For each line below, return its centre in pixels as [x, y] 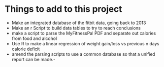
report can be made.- [33, 59]
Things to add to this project [64, 9]
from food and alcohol [34, 38]
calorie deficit [26, 49]
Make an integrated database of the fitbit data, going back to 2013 [79, 23]
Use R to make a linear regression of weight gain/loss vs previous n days [85, 43]
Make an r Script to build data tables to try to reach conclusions [76, 28]
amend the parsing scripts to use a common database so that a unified [83, 54]
